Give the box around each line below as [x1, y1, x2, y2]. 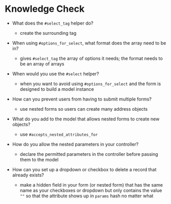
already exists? [12, 172, 44, 178]
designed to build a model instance [19, 86, 94, 92]
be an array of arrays [19, 60, 65, 67]
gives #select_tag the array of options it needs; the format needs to [19, 55, 163, 62]
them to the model [19, 156, 59, 162]
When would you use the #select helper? [12, 70, 99, 77]
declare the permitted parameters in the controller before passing [19, 151, 158, 157]
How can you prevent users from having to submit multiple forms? [12, 96, 152, 102]
